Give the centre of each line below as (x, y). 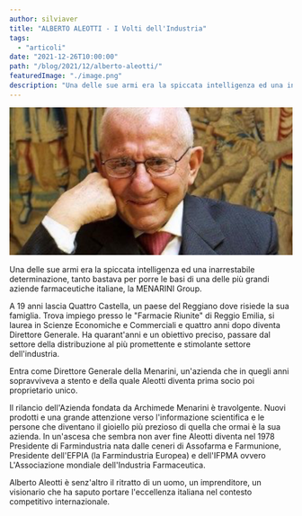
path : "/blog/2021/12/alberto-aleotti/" (86, 67)
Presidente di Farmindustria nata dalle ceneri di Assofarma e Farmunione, (145, 446)
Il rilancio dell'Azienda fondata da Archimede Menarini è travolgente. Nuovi (147, 408)
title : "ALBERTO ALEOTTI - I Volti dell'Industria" (108, 28)
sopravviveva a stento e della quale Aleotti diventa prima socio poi (132, 381)
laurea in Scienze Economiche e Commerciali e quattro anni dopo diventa (145, 325)
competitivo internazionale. (60, 502)
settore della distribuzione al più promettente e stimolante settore (130, 344)
